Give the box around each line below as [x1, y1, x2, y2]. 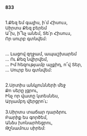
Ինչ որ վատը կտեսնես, [5, 93, 59, 99]
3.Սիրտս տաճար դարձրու [5, 109, 67, 115]
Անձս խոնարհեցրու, [5, 120, 53, 125]
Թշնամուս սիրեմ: [5, 125, 46, 131]
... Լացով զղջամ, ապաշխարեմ [5, 51, 77, 57]
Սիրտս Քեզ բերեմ [5, 25, 47, 31]
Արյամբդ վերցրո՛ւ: [5, 98, 48, 104]
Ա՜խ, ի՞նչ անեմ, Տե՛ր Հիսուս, [5, 30, 72, 36]
